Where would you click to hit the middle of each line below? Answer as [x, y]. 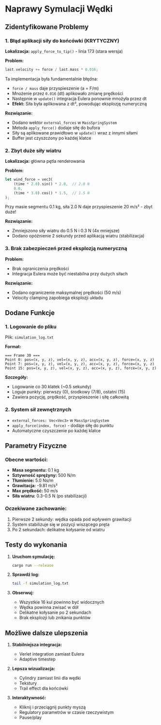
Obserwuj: [23, 593]
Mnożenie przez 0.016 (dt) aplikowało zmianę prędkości [67, 93]
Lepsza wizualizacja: [34, 669]
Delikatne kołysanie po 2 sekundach [55, 612]
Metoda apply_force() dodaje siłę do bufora [56, 128]
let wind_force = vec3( [29, 180]
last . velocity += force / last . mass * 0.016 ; [51, 69]
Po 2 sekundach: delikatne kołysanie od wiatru [58, 529]
